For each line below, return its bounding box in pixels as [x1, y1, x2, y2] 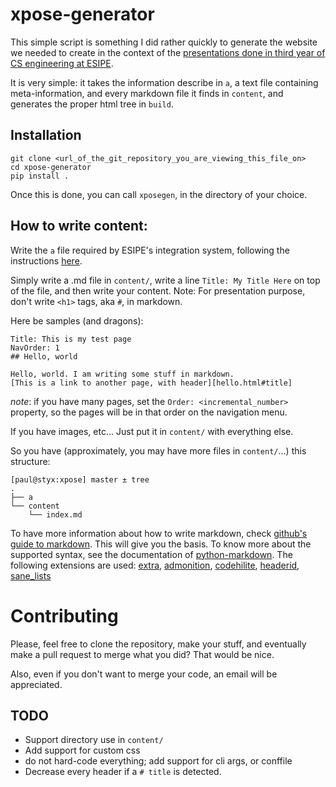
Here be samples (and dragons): [10, 314, 144, 327]
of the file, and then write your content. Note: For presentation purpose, [10, 284, 306, 297]
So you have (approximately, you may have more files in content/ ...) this [10, 444, 307, 457]
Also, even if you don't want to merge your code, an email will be [10, 668, 278, 680]
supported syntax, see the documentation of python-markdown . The [10, 548, 293, 560]
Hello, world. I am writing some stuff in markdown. [10, 369, 235, 379]
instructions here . [10, 254, 83, 267]
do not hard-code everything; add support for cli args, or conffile [24, 755, 293, 767]
